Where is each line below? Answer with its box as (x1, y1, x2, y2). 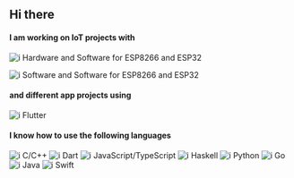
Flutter (22, 109, 47, 120)
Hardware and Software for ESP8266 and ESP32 (22, 52, 203, 63)
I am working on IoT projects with (9, 31, 136, 43)
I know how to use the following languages (9, 130, 172, 141)
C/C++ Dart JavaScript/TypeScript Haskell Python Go (22, 150, 286, 160)
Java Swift (22, 160, 74, 170)
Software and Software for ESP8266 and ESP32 (22, 69, 199, 80)
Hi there (9, 7, 56, 22)
